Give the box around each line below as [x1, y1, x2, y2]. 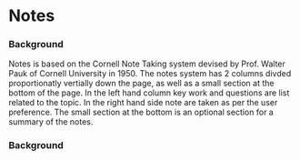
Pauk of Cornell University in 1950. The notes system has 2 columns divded [8, 68, 292, 79]
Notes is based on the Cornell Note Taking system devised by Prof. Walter [8, 58, 285, 69]
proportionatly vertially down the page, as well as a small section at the [8, 78, 275, 89]
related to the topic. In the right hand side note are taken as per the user [8, 97, 278, 108]
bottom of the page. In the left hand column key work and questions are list [8, 87, 290, 98]
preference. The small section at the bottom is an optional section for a [8, 106, 274, 118]
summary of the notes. [8, 116, 94, 127]
